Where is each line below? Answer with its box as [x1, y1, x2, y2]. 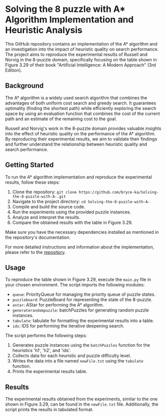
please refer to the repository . [5, 249, 66, 255]
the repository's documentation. [5, 234, 71, 240]
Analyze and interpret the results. [12, 214, 81, 220]
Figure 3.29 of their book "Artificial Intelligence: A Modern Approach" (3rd [5, 62, 156, 68]
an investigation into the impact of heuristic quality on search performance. [5, 46, 159, 52]
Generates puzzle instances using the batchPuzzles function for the [12, 342, 150, 348]
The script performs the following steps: [5, 333, 87, 339]
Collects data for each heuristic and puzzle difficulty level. [12, 353, 131, 359]
